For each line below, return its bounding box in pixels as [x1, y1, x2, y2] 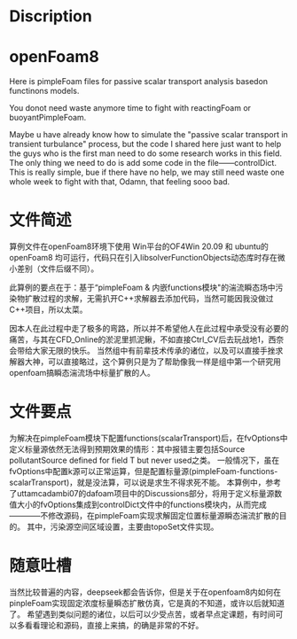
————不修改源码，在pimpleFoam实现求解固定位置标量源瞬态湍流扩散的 [9, 510, 279, 520]
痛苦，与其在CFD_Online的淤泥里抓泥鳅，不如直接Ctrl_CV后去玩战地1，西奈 [9, 334, 285, 345]
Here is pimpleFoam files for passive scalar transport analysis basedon [9, 76, 269, 87]
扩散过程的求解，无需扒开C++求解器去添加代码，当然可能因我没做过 [24, 293, 274, 304]
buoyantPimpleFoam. [9, 113, 87, 123]
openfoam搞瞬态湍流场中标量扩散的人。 [9, 368, 155, 378]
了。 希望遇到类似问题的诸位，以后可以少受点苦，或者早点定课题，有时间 [9, 609, 276, 620]
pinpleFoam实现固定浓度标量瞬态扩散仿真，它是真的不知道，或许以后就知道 [9, 597, 285, 608]
